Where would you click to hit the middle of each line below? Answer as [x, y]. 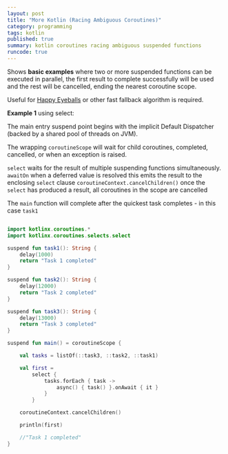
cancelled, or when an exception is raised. [67, 154]
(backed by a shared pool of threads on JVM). [73, 134]
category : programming [40, 26]
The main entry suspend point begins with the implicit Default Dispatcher [111, 126]
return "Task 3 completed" [58, 324]
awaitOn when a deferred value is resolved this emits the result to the [105, 175]
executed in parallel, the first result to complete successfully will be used [111, 79]
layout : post [26, 13]
